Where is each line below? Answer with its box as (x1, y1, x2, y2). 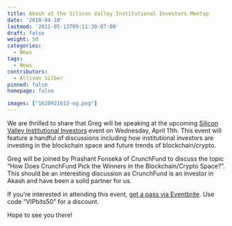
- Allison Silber (13, 74, 64, 82)
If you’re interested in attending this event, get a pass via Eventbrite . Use (7, 190, 215, 198)
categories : (7, 42, 42, 49)
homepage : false (7, 87, 54, 94)
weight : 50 (7, 36, 39, 43)
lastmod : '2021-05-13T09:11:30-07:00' (7, 23, 119, 30)
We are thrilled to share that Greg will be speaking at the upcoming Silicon (7, 119, 219, 127)
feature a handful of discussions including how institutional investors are (7, 134, 214, 142)
